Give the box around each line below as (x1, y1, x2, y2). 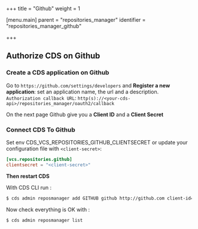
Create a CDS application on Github (6, 69, 110, 77)
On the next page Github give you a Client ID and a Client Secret (6, 111, 164, 118)
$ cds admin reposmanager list (6, 217, 83, 223)
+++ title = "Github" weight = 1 (6, 5, 81, 12)
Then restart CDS (6, 173, 50, 180)
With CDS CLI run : (6, 184, 52, 191)
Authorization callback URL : (6, 94, 77, 102)
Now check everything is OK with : (6, 206, 90, 213)
